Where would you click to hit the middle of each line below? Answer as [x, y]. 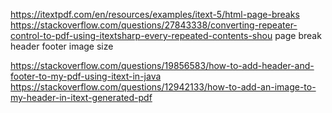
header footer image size [62, 46]
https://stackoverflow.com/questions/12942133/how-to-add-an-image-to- [163, 87]
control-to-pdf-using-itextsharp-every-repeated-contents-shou [141, 35]
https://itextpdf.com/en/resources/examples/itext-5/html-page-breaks [155, 14]
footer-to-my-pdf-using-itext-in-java [86, 76]
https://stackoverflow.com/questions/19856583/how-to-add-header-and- [162, 65]
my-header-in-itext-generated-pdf [81, 97]
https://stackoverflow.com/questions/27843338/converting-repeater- [154, 25]
